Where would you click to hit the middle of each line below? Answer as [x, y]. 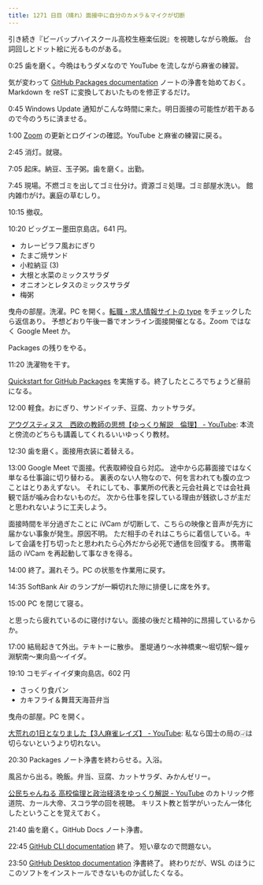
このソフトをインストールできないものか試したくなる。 [98, 872]
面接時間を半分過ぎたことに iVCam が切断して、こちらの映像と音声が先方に [131, 523]
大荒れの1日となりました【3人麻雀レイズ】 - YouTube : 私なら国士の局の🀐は [131, 733]
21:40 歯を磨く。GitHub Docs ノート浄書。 [78, 829]
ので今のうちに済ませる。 [50, 118]
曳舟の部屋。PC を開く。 [48, 716]
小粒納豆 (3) [39, 265]
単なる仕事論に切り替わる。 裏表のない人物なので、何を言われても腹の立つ [129, 478]
